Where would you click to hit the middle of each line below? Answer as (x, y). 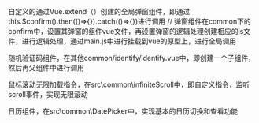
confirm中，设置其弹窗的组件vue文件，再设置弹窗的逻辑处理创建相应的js (126, 31)
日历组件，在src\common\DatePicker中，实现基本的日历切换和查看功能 (123, 111)
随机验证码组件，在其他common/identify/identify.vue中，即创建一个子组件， (132, 58)
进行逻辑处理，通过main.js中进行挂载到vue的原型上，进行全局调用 (129, 41)
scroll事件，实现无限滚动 (48, 94)
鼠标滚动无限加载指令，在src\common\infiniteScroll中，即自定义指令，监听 (129, 84)
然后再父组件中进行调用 (46, 68)
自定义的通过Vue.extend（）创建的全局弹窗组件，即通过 (99, 11)
